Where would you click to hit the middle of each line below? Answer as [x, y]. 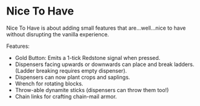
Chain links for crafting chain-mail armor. [66, 96]
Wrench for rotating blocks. [49, 84]
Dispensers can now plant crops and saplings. [73, 77]
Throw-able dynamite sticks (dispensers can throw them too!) [92, 90]
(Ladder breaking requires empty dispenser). [71, 70]
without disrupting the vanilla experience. [58, 34]
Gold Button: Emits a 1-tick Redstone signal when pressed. [88, 58]
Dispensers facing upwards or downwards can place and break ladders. [105, 64]
